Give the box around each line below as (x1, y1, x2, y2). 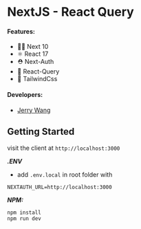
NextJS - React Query (7, 4, 134, 20)
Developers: (7, 90, 43, 98)
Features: (7, 27, 36, 35)
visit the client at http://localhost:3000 (7, 144, 120, 152)
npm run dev (7, 215, 41, 222)
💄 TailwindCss (17, 75, 58, 83)
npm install (7, 209, 41, 217)
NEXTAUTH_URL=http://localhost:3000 (7, 184, 112, 191)
